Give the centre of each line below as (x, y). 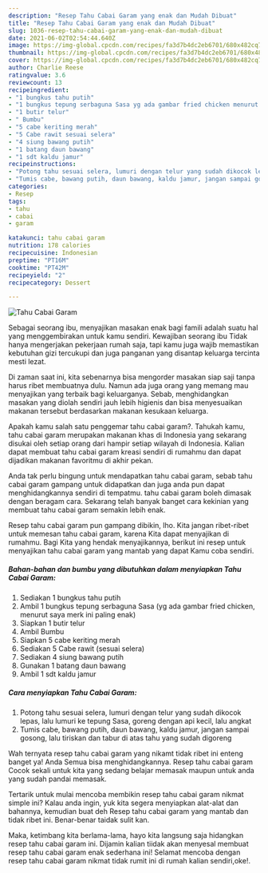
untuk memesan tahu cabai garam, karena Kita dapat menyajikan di (119, 534)
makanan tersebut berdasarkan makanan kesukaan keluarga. (108, 411)
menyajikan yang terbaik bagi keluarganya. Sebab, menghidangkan (118, 394)
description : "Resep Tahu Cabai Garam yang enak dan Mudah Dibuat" (123, 16)
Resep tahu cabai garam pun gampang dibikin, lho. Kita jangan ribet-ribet (129, 526)
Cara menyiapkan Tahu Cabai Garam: (73, 692)
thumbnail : (26, 53)
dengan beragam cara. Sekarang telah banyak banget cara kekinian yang (128, 502)
